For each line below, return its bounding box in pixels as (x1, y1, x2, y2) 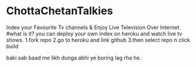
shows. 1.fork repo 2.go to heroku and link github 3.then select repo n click (6, 36, 190, 43)
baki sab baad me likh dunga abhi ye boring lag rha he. (6, 54, 142, 61)
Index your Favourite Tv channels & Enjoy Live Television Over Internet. (6, 24, 181, 31)
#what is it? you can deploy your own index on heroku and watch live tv (6, 30, 182, 37)
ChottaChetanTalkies (6, 4, 114, 18)
